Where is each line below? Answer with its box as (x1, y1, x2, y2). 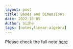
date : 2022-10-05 (5, 16, 41, 21)
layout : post (5, 7, 32, 12)
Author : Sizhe (5, 21, 34, 26)
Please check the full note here (5, 39, 68, 45)
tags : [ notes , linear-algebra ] (5, 25, 67, 30)
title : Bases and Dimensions (5, 12, 65, 17)
